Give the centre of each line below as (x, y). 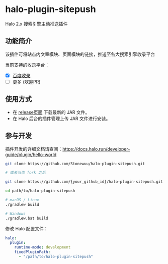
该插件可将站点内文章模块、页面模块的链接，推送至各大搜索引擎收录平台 (80, 54)
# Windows (16, 214)
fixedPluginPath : (32, 252)
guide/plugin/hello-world (31, 155)
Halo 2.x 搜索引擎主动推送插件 (36, 24)
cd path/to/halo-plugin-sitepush (40, 191)
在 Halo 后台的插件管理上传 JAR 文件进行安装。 (61, 118)
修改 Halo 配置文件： (27, 228)
